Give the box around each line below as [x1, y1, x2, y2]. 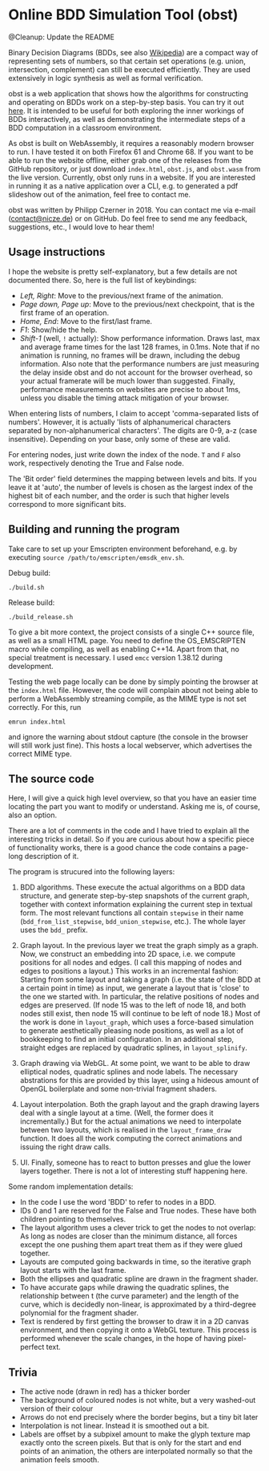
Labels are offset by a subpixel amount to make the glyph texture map [19, 1429, 251, 1439]
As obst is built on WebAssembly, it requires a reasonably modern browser [8, 138, 255, 148]
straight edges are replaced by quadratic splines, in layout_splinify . [19, 1043, 248, 1052]
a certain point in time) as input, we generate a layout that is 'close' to [19, 983, 250, 993]
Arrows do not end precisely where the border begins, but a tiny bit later [19, 1412, 259, 1422]
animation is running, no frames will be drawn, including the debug [19, 351, 240, 360]
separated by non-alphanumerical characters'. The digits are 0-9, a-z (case [8, 425, 258, 435]
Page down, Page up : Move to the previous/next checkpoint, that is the [19, 299, 255, 309]
